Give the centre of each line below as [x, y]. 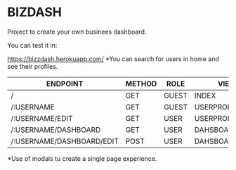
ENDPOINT [65, 84]
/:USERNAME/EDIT [42, 118]
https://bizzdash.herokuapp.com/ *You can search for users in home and [113, 59]
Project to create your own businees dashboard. [77, 32]
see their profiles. [33, 66]
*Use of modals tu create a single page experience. [82, 158]
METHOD [141, 84]
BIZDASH [34, 12]
